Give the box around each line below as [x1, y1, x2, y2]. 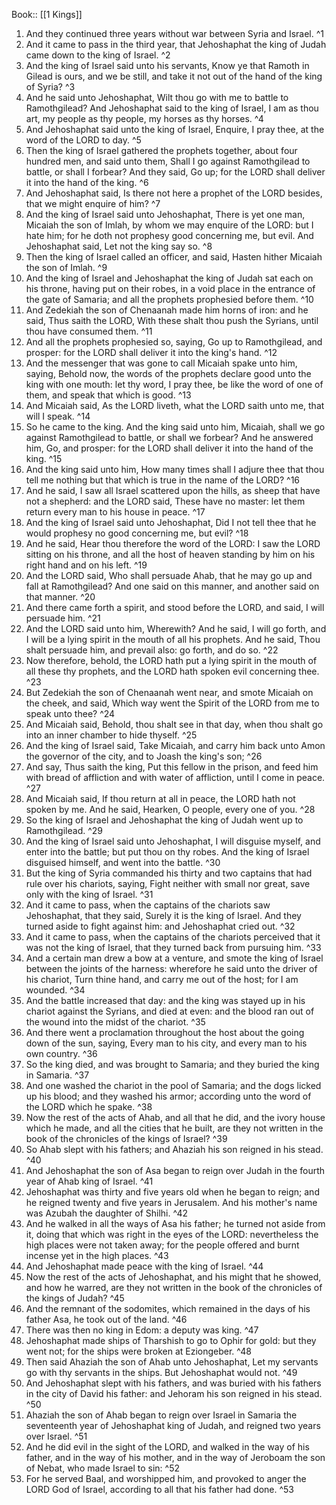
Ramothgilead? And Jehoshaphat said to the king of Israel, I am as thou [25, 102, 319, 114]
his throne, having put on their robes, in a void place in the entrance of [25, 283, 316, 294]
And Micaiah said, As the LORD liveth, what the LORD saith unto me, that [25, 400, 325, 411]
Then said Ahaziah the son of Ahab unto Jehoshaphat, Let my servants [25, 1356, 319, 1368]
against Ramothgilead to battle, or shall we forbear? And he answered [25, 432, 314, 443]
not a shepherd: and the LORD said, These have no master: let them [25, 495, 306, 507]
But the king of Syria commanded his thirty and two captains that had [25, 867, 313, 879]
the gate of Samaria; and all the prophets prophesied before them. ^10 [25, 294, 314, 305]
